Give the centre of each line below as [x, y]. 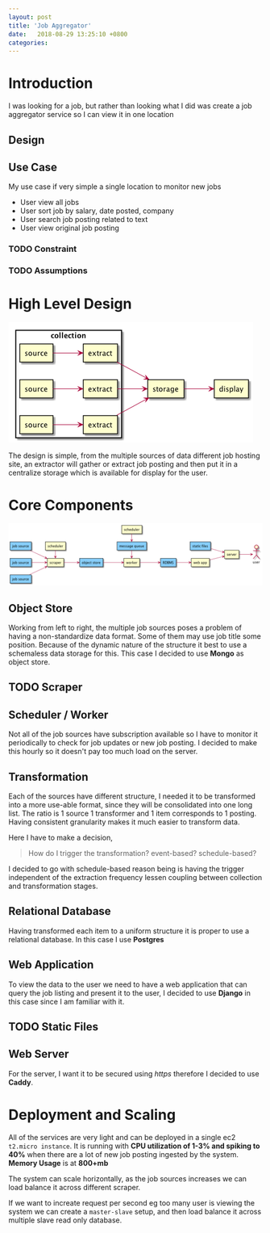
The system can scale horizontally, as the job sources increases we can [128, 1178]
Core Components [71, 505]
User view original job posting [69, 228]
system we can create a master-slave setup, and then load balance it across [135, 1211]
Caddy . [21, 1082]
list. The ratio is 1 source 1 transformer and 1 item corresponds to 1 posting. [133, 813]
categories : [28, 43]
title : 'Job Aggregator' [50, 25]
